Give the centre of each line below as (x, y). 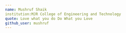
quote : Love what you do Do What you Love (49, 18)
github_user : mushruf (27, 23)
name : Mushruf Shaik (26, 9)
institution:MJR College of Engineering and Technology (63, 14)
